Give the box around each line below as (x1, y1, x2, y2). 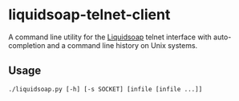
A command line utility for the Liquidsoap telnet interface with (8, 32, 213, 42)
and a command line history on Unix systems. (47, 40, 198, 50)
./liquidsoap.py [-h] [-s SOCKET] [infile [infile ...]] (8, 85, 203, 93)
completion (8, 40, 46, 50)
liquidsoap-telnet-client (8, 6, 171, 24)
